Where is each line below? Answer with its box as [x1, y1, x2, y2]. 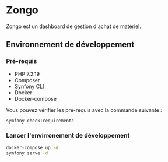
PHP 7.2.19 [14, 71, 40, 78]
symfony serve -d [6, 150, 48, 156]
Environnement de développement [6, 40, 135, 50]
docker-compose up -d [6, 145, 59, 150]
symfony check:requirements [6, 118, 75, 124]
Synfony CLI [14, 83, 44, 90]
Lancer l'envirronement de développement [6, 132, 130, 140]
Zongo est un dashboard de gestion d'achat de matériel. [6, 23, 142, 30]
